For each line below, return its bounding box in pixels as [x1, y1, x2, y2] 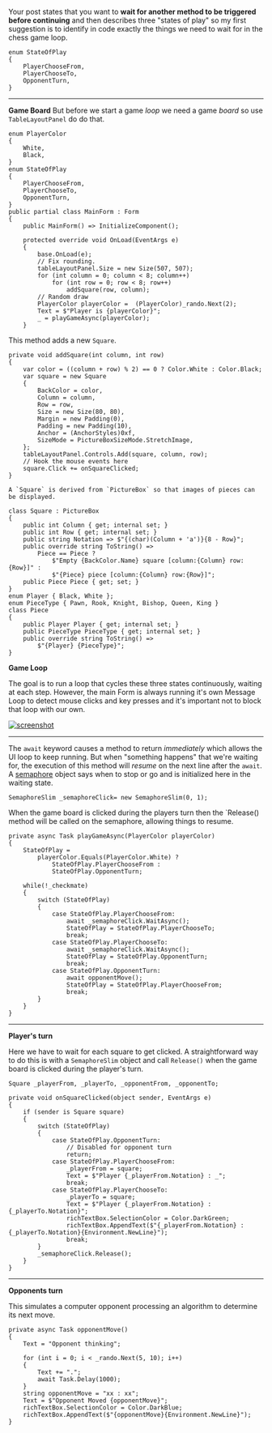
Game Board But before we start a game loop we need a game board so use [8, 105, 263, 115]
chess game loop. [8, 32, 68, 42]
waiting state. [8, 778, 54, 787]
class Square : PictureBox [8, 507, 100, 515]
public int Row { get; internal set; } [23, 528, 158, 536]
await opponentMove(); [66, 974, 143, 982]
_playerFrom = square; [66, 1165, 143, 1173]
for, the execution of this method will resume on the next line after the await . [8, 761, 263, 770]
